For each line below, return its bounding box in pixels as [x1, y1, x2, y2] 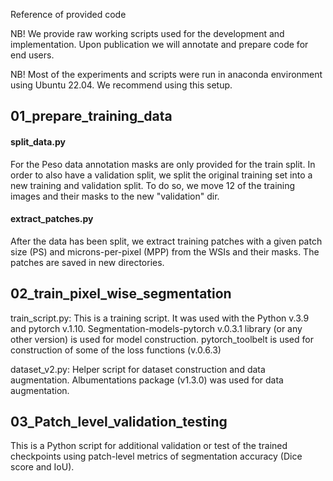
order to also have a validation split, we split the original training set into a [10, 169, 313, 181]
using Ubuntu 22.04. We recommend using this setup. [10, 79, 233, 91]
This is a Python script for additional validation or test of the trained [10, 440, 288, 452]
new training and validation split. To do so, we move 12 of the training [10, 179, 296, 191]
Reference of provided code [10, 9, 127, 20]
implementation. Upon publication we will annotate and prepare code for [10, 39, 309, 50]
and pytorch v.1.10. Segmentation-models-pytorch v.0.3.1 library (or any [10, 322, 303, 334]
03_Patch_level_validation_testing [10, 414, 228, 430]
